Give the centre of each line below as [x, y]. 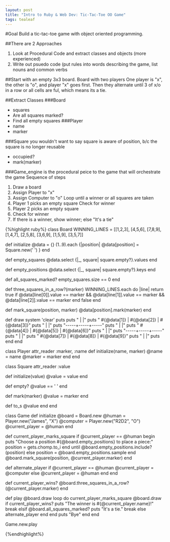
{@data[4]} [17, 331]
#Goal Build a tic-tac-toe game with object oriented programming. [74, 34]
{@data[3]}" [18, 325]
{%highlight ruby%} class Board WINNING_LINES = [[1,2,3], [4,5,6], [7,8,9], [83, 230]
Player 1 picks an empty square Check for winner [64, 203]
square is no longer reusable [35, 147]
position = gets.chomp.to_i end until [43, 447]
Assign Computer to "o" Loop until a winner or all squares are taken [83, 198]
